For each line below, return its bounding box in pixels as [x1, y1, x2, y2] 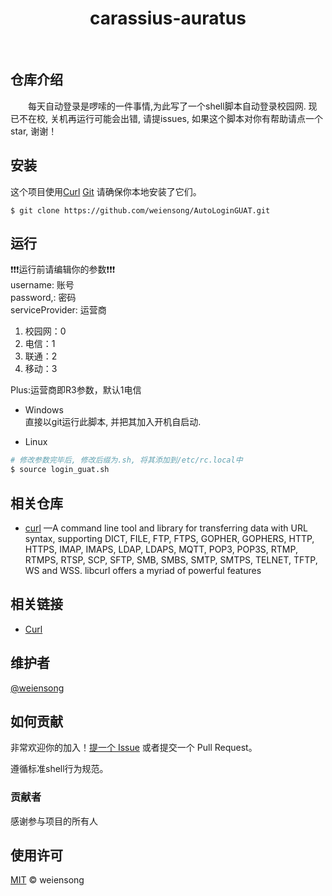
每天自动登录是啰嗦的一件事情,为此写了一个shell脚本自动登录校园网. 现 [28, 100, 318, 112]
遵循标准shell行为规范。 [10, 763, 109, 775]
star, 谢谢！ [10, 125, 58, 137]
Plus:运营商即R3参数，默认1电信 [10, 384, 142, 396]
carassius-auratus [89, 7, 247, 30]
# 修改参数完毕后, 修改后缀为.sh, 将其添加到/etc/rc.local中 [10, 455, 243, 466]
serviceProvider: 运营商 [10, 304, 107, 316]
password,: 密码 [10, 292, 77, 304]
